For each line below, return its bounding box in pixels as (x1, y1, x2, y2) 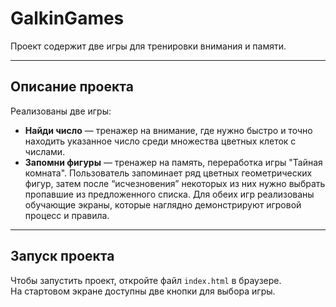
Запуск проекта (10, 248, 115, 265)
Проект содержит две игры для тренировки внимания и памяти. (10, 40, 287, 52)
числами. (24, 145, 66, 157)
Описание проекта (10, 78, 134, 96)
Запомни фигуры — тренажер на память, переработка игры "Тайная (24, 156, 323, 168)
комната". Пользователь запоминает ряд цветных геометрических (24, 167, 313, 179)
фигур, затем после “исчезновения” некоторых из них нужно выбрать (24, 177, 326, 189)
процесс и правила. (24, 209, 110, 221)
